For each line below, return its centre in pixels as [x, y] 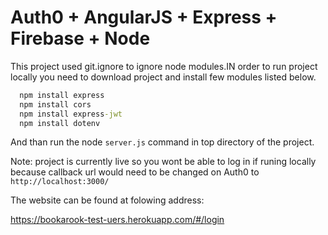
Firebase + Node [80, 38]
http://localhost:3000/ [60, 182]
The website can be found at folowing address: [107, 200]
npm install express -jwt [71, 114]
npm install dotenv [60, 123]
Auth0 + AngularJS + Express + [144, 17]
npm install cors [55, 104]
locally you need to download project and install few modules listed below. [163, 77]
